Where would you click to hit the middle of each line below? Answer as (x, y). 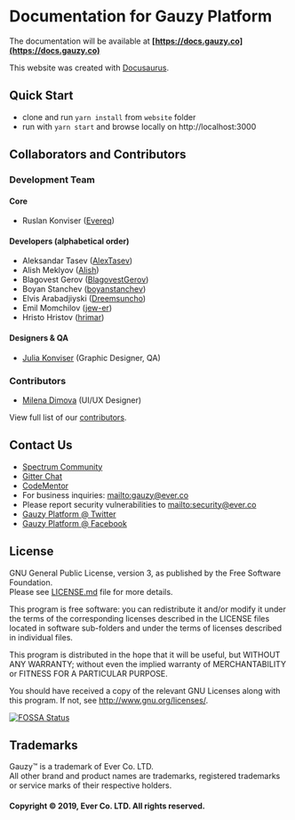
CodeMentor (45, 486)
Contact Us (41, 445)
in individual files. (41, 637)
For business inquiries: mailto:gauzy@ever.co (105, 494)
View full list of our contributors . (68, 417)
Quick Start (41, 96)
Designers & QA (39, 338)
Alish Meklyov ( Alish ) (60, 270)
